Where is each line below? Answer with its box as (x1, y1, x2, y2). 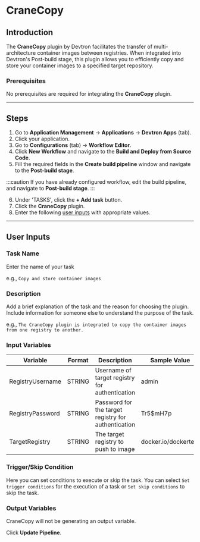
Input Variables (6, 341, 52, 349)
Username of (95, 366, 132, 375)
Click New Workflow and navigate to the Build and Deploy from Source (14, 148, 192, 155)
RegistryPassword (9, 409, 61, 418)
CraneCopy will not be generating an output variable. (6, 517, 136, 524)
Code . (14, 154, 30, 161)
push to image (95, 445, 135, 453)
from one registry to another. (6, 327, 84, 333)
